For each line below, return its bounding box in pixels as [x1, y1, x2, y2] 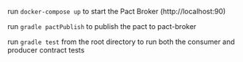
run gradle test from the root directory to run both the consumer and [7, 37, 235, 46]
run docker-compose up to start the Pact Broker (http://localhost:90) [7, 7, 226, 16]
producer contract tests [7, 46, 85, 54]
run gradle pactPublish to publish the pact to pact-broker [7, 22, 197, 31]
